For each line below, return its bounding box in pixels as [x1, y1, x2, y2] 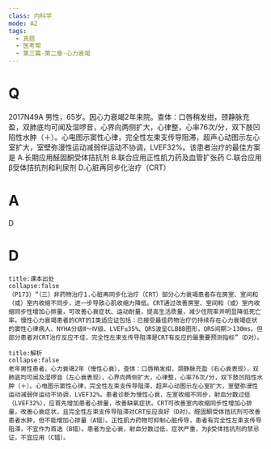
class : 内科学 [8, 11, 53, 20]
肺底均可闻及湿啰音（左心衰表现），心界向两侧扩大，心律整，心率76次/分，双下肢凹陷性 [8, 373, 257, 381]
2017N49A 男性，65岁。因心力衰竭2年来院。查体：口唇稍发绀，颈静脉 [8, 112, 243, 121]
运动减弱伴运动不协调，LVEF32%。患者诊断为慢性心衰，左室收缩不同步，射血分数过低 [8, 390, 251, 399]
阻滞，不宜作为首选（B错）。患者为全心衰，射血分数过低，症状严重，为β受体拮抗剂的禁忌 [8, 425, 260, 433]
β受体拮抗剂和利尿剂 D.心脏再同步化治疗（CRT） [8, 163, 171, 172]
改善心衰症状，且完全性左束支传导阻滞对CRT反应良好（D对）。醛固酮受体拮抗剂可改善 [19, 408, 261, 416]
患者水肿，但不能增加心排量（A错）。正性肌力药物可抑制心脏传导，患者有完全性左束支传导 [8, 416, 262, 425]
